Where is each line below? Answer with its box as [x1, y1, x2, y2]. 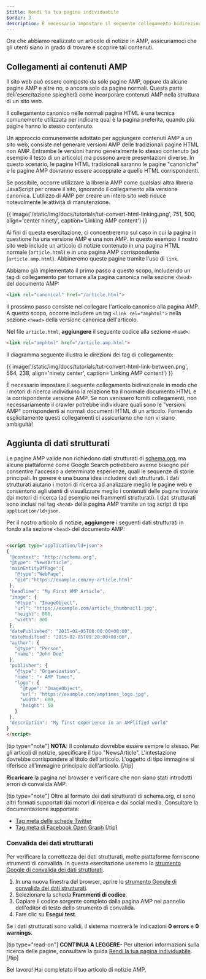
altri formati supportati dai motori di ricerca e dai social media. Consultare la [6, 798, 198, 806]
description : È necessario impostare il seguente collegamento [6, 20, 172, 26]
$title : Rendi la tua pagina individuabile [6, 9, 120, 15]
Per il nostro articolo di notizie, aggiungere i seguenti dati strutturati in [6, 519, 184, 526]
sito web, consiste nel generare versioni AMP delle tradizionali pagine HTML [6, 141, 199, 148]
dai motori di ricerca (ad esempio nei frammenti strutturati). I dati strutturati [6, 493, 196, 501]
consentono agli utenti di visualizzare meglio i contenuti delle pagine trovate [6, 487, 198, 495]
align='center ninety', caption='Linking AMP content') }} [6, 217, 148, 224]
